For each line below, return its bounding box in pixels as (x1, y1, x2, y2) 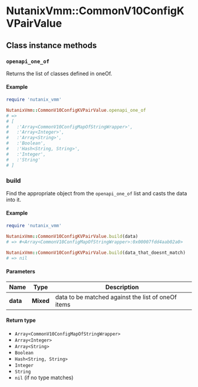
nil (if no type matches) (14, 374, 74, 381)
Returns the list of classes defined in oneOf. (6, 70, 113, 77)
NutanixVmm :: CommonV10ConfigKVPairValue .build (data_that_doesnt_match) (6, 250, 186, 256)
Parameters (6, 268, 35, 275)
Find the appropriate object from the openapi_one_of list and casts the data (6, 189, 187, 196)
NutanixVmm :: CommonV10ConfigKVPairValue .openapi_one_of (6, 107, 146, 113)
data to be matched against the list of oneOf (55, 293, 177, 301)
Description (105, 283, 139, 291)
